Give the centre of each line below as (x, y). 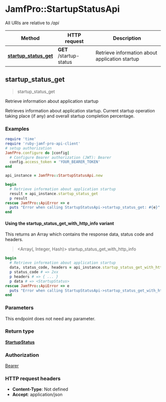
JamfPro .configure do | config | (37, 153)
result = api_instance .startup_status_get (54, 194)
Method (30, 38)
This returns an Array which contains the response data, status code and (79, 234)
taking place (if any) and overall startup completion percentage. (70, 116)
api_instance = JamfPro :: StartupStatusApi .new (54, 176)
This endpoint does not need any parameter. (50, 318)
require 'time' (21, 139)
